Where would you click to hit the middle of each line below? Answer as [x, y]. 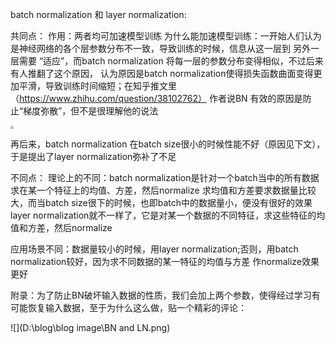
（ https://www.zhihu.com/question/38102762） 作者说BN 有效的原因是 [156, 98]
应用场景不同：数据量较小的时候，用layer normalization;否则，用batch [154, 249]
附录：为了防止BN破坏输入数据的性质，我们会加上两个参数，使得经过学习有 [165, 295]
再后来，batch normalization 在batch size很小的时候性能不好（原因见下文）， [168, 144]
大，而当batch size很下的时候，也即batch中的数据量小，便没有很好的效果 [161, 203]
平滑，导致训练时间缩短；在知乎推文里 [97, 86]
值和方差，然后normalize [61, 228]
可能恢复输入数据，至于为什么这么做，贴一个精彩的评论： [128, 308]
